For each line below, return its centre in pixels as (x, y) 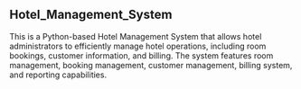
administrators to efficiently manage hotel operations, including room (138, 46)
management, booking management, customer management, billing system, (151, 65)
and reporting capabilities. (58, 75)
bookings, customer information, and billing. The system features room (141, 55)
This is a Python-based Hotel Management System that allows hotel (136, 36)
